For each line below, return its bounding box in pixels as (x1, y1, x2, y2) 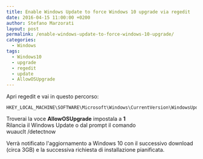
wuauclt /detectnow (6, 128, 56, 135)
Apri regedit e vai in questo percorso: (6, 93, 99, 100)
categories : (6, 37, 36, 43)
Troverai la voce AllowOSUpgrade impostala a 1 (6, 115, 126, 123)
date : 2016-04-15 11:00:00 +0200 (6, 15, 91, 21)
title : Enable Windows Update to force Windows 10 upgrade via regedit (6, 8, 190, 15)
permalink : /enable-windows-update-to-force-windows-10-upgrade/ (6, 31, 174, 37)
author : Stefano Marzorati (6, 20, 74, 26)
